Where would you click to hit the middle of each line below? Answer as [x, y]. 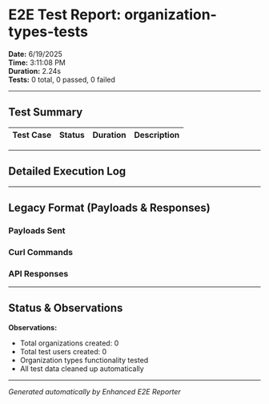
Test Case [32, 135]
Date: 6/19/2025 [35, 54]
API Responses [38, 273]
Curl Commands [41, 252]
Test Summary [46, 113]
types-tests [48, 32]
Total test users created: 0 [63, 351]
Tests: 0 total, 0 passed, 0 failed [62, 79]
